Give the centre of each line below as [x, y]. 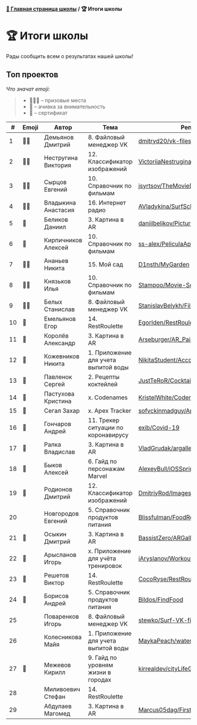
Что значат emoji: [28, 89]
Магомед [57, 713]
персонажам [106, 469]
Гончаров [57, 424]
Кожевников [62, 356]
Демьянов [59, 137]
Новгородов [61, 513]
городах [99, 680]
